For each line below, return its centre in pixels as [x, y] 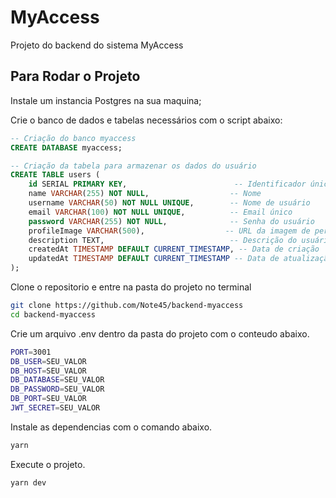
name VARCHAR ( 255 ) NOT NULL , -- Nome [145, 194]
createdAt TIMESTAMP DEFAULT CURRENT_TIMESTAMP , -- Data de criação [174, 249]
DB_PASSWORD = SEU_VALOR [57, 389]
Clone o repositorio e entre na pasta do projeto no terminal [131, 287]
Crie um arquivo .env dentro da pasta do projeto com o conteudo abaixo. [160, 333]
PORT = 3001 [31, 352]
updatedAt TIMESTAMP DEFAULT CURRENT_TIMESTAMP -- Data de [154, 259]
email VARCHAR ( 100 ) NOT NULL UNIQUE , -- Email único [160, 212]
